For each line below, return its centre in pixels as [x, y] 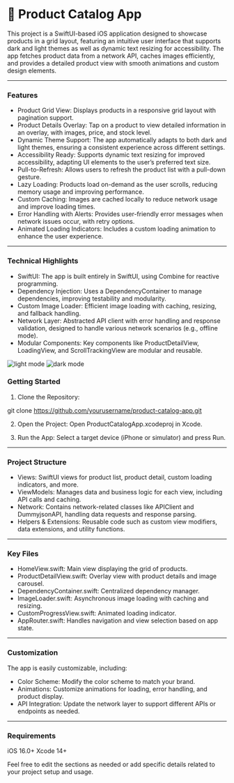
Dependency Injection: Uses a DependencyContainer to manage [109, 291]
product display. [40, 696]
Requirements [32, 736]
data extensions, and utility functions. [71, 529]
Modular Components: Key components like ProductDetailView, [108, 343]
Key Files [23, 554]
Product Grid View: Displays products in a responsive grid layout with [117, 110]
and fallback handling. [49, 313]
